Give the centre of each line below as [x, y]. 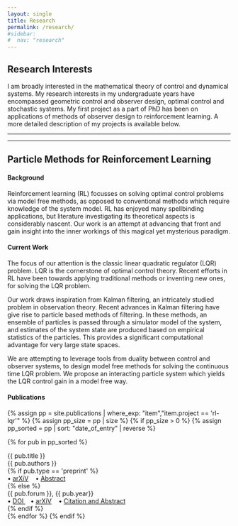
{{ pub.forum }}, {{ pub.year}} [51, 493]
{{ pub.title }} [27, 456]
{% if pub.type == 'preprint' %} [53, 471]
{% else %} [24, 486]
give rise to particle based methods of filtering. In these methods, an [107, 314]
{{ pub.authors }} [32, 463]
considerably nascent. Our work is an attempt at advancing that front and [114, 224]
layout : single [30, 14]
